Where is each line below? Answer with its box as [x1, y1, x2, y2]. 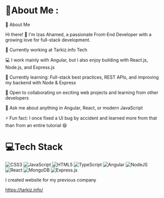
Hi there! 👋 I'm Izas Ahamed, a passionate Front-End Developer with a [5, 31, 152, 37]
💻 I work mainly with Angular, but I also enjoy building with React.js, [5, 57, 149, 63]
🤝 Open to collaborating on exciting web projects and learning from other [5, 89, 159, 95]
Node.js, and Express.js [5, 64, 55, 70]
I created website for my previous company [5, 177, 97, 183]
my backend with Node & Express [5, 79, 76, 86]
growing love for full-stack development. [5, 37, 91, 43]
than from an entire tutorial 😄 [5, 122, 67, 128]
